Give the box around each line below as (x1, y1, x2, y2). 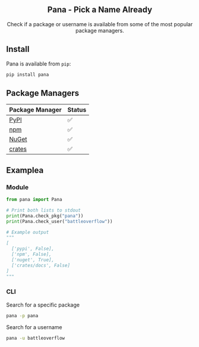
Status (67, 106, 87, 114)
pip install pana (6, 72, 49, 78)
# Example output (6, 229, 49, 235)
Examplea (6, 165, 44, 175)
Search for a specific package (6, 301, 80, 308)
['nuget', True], (11, 256, 55, 263)
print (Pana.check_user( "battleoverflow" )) (6, 218, 113, 224)
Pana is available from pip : (6, 60, 71, 67)
